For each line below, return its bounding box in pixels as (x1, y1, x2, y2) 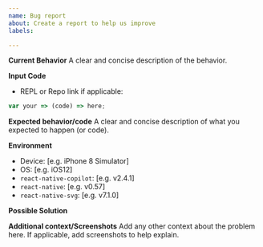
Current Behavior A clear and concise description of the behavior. (8, 55, 228, 65)
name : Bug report (8, 11, 67, 20)
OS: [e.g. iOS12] (19, 165, 73, 175)
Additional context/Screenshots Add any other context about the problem (8, 221, 256, 231)
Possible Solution (8, 206, 68, 216)
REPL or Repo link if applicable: (19, 87, 123, 96)
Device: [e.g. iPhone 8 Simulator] (19, 156, 130, 166)
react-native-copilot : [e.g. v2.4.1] (19, 173, 135, 183)
